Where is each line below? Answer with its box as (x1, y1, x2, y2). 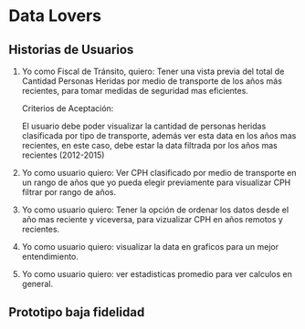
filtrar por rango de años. (21, 187, 117, 197)
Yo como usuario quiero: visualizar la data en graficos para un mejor (21, 242, 279, 252)
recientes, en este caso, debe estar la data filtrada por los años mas (21, 140, 278, 150)
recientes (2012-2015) (21, 149, 105, 160)
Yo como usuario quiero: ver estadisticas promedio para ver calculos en (21, 269, 293, 279)
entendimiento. (21, 252, 79, 262)
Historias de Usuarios (8, 42, 134, 57)
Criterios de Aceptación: (21, 103, 114, 114)
